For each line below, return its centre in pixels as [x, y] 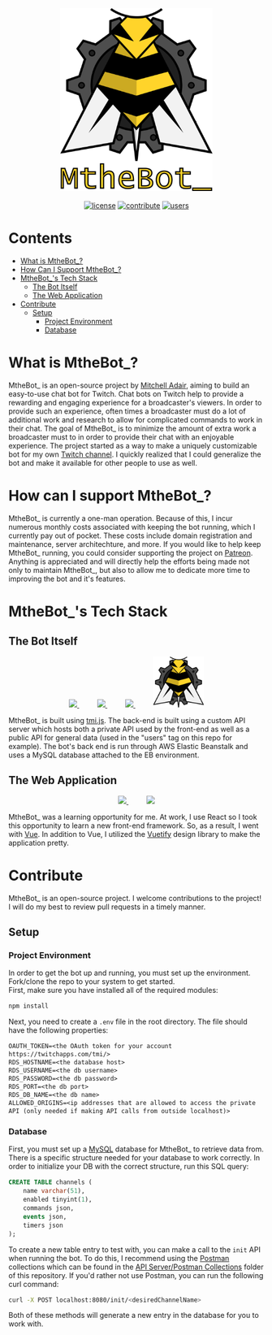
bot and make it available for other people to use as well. [103, 462]
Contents [41, 238]
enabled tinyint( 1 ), [58, 1200]
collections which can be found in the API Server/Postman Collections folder [136, 1267]
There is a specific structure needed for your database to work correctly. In [134, 1158]
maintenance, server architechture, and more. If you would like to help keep [135, 544]
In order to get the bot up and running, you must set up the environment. [130, 973]
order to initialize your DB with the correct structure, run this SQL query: [129, 1167]
